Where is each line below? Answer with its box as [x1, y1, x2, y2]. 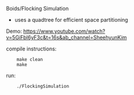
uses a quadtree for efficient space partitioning [14, 16, 129, 23]
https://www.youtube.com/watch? [23, 28, 105, 35]
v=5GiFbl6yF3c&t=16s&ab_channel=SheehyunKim [6, 34, 127, 40]
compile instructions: [6, 45, 57, 52]
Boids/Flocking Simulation [6, 5, 69, 12]
